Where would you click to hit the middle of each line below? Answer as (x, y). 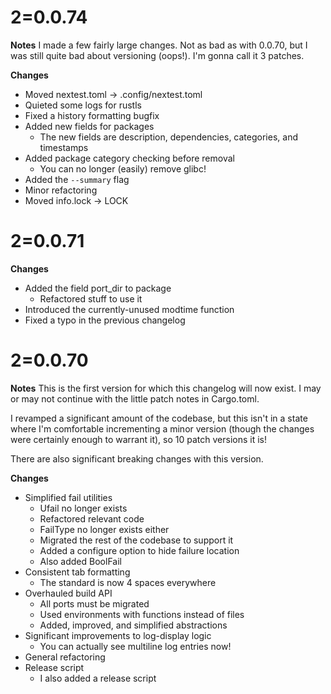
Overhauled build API (68, 593)
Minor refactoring (61, 190)
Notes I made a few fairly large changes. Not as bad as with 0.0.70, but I (159, 45)
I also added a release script (98, 678)
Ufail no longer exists (83, 508)
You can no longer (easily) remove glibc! (123, 168)
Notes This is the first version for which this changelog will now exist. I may (166, 388)
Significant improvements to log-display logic (118, 635)
